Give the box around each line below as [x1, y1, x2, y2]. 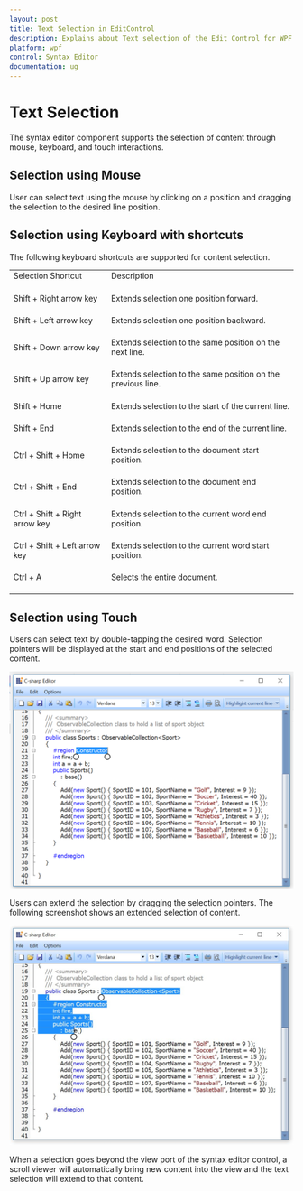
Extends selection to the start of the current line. [111, 400, 290, 411]
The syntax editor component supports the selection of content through [9, 132, 277, 143]
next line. [111, 347, 145, 358]
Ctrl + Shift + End [13, 481, 78, 492]
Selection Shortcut [13, 271, 83, 282]
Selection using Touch [9, 609, 138, 625]
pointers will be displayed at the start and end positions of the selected [9, 644, 273, 655]
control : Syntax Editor [9, 52, 99, 62]
